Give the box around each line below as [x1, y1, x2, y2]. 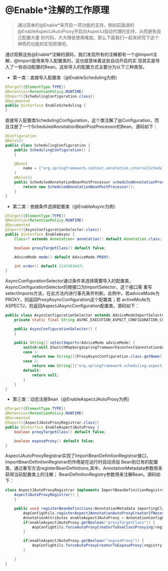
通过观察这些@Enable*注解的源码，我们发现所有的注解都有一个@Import [5, 51, 153, 57]
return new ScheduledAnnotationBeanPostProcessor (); [23, 184, 135, 189]
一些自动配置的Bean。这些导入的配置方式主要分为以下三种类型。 [13, 63, 147, 70]
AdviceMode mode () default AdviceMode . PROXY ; [14, 254, 111, 260]
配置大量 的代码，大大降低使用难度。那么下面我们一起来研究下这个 [21, 34, 159, 40]
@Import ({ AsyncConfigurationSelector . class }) [5, 227, 101, 232]
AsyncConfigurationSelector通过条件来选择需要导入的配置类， [5, 278, 134, 284]
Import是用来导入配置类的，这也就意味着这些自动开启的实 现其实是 [18, 57, 156, 63]
